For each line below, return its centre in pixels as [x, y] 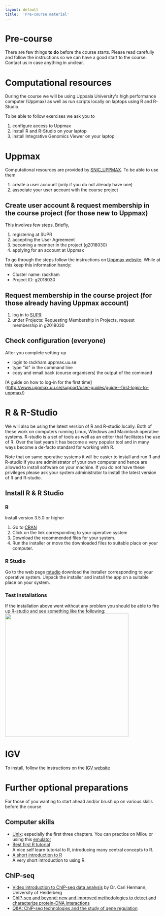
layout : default [22, 10]
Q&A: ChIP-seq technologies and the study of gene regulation [75, 908]
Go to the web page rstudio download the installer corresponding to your [79, 572]
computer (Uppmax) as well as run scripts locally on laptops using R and [79, 102]
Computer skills [30, 822]
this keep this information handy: [38, 265]
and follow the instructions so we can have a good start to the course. [76, 58]
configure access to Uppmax [42, 126]
